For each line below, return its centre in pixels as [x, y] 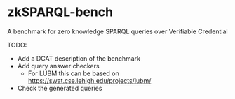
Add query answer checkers [58, 66]
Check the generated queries [60, 88]
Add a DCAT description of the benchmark [79, 58]
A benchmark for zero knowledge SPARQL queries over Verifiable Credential [117, 31]
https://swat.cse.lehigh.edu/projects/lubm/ [89, 80]
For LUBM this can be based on [73, 73]
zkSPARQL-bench [60, 12]
